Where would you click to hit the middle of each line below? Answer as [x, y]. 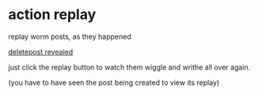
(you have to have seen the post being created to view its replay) [114, 82]
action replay [52, 15]
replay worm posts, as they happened [70, 36]
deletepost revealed [41, 51]
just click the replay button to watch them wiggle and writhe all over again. [129, 67]
